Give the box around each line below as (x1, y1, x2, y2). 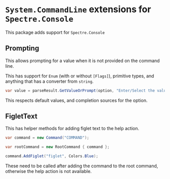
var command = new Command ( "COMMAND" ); (5, 135, 90, 140)
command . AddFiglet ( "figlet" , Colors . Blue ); (5, 154, 99, 159)
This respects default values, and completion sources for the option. (5, 97, 148, 103)
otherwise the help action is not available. (5, 168, 92, 174)
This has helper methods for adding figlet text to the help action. (5, 126, 139, 132)
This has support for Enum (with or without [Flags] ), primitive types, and (5, 73, 154, 79)
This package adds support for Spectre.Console (5, 29, 105, 35)
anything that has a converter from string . (5, 78, 94, 84)
